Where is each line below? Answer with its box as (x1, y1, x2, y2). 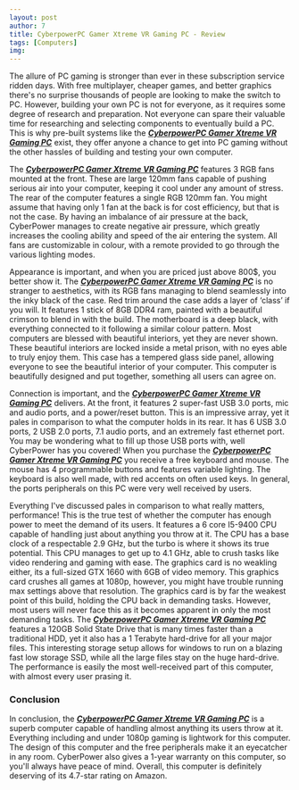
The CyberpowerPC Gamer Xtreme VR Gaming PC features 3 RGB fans (9, 164, 275, 175)
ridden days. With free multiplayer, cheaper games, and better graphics (9, 80, 272, 91)
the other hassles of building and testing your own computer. (9, 146, 234, 157)
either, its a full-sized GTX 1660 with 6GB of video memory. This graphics (9, 567, 279, 578)
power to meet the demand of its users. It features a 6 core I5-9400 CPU (9, 520, 278, 530)
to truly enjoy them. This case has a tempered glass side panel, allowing (9, 352, 275, 362)
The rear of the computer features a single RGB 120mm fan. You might (9, 193, 268, 204)
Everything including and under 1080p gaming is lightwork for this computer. (9, 733, 291, 744)
